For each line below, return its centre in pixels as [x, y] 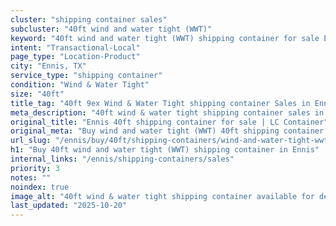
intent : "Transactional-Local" [75, 47]
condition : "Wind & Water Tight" [80, 85]
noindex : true [40, 187]
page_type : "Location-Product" [75, 57]
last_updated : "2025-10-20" [69, 206]
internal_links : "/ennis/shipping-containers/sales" [122, 159]
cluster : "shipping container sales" [89, 19]
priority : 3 [35, 168]
